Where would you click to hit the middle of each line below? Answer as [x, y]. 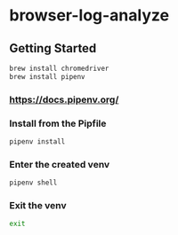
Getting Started [53, 48]
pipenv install [37, 141]
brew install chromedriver [59, 68]
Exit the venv [38, 205]
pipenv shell [33, 183]
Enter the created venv [60, 164]
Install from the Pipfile [58, 123]
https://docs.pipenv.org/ [64, 99]
